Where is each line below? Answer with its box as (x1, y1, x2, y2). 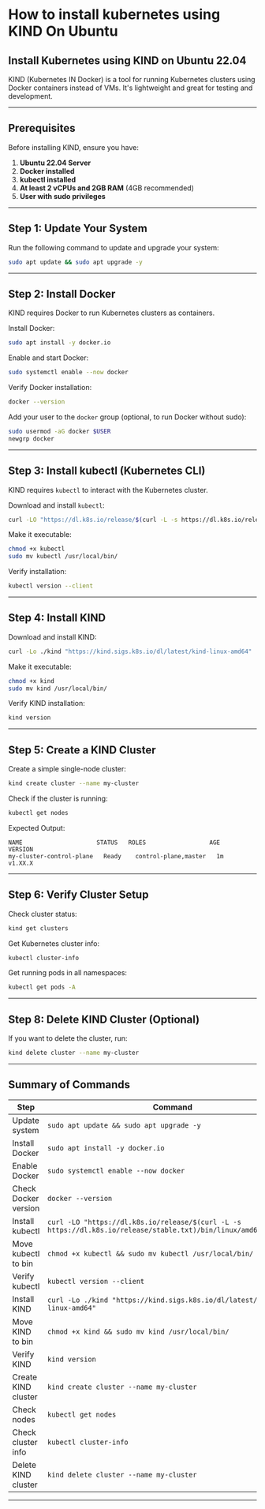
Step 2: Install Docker (8, 287, 116, 301)
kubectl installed (19, 175, 77, 184)
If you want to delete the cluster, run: (8, 1034, 128, 1043)
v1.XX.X (8, 859, 34, 867)
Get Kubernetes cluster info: (8, 938, 100, 948)
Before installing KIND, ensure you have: (8, 142, 140, 152)
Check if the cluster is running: (8, 794, 108, 803)
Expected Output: (8, 823, 65, 832)
